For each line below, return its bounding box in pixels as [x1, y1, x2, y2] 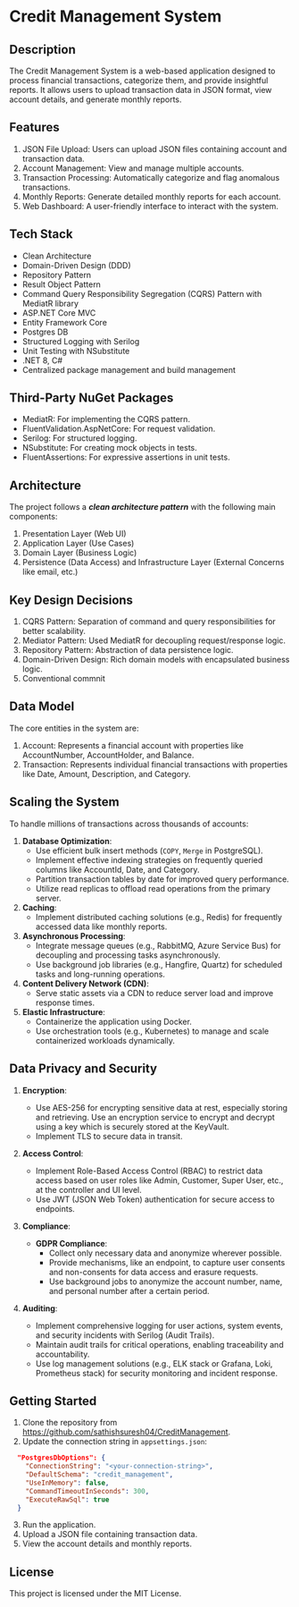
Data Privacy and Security [9, 1061, 158, 1077]
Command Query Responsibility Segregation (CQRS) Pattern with [21, 288, 262, 299]
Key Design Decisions [9, 592, 134, 607]
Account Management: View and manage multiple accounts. [21, 163, 245, 173]
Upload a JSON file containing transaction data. [21, 1529, 198, 1540]
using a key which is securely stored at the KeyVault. [35, 1121, 229, 1132]
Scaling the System [9, 794, 120, 810]
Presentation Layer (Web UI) [21, 529, 127, 539]
